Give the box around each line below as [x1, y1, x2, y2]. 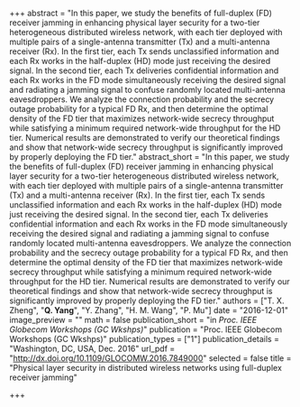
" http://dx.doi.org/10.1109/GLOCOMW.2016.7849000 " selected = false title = [9, 353, 292, 364]
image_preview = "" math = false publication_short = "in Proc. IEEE [9, 315, 258, 325]
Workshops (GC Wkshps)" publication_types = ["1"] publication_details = [9, 334, 279, 344]
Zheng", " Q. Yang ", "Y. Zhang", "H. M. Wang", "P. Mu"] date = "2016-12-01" [9, 305, 289, 315]
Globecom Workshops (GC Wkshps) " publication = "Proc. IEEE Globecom [9, 324, 282, 335]
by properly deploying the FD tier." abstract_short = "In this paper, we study [9, 152, 290, 162]
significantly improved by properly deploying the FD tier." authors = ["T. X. [9, 295, 285, 306]
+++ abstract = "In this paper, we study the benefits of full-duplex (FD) [9, 8, 273, 18]
